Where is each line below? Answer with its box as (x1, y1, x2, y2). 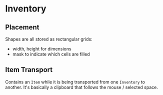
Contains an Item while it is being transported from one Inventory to (5, 78, 145, 85)
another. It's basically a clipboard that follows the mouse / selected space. (5, 84, 158, 90)
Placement (5, 23, 39, 31)
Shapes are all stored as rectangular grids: (5, 36, 92, 42)
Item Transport (5, 65, 53, 74)
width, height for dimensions (12, 46, 71, 51)
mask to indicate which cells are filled (12, 51, 90, 57)
